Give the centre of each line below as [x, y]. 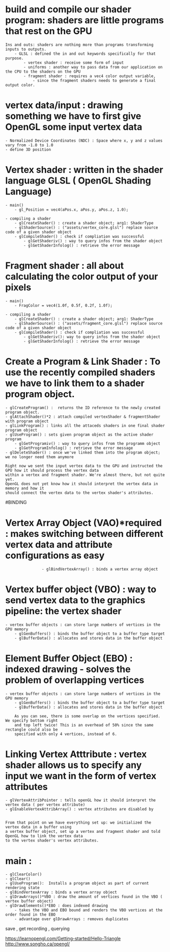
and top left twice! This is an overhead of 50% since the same [84, 725]
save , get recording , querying [37, 928]
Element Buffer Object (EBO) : [69, 658]
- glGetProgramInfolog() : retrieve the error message [74, 448]
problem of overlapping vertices [75, 680]
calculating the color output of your [82, 277]
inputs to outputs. [26, 49]
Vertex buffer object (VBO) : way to [81, 589]
